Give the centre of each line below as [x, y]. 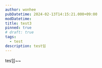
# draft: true [20, 32]
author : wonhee [21, 10]
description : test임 [25, 46]
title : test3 [18, 23]
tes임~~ [13, 60]
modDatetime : [18, 19]
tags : [11, 37]
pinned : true [18, 28]
